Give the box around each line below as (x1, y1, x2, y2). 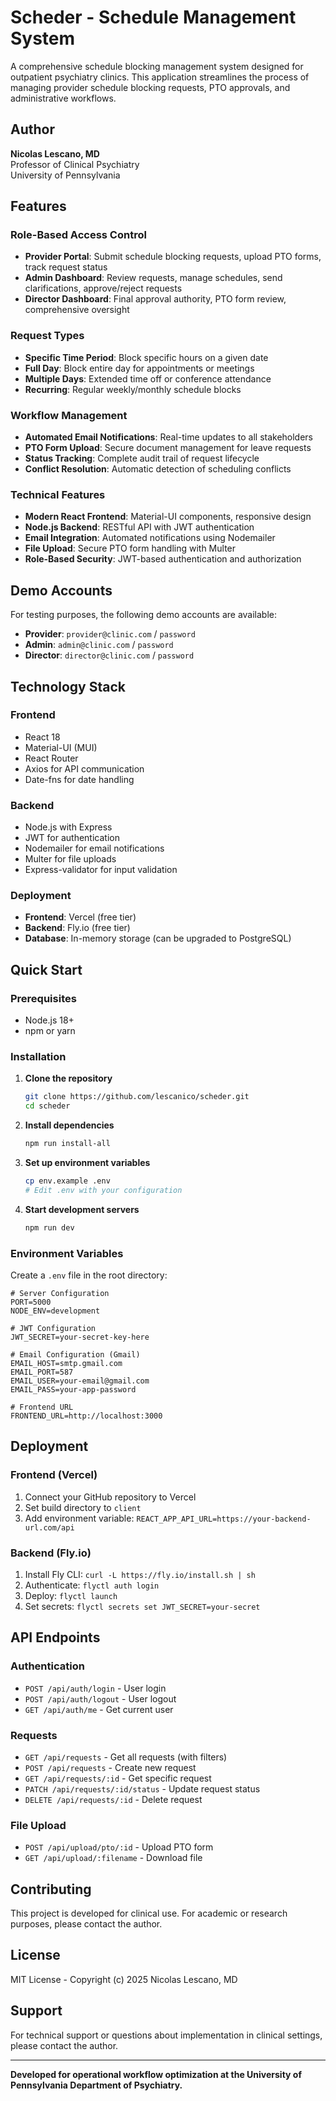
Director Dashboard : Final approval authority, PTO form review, (24, 293, 287, 305)
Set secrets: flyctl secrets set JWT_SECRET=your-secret (24, 1600, 261, 1612)
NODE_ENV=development (10, 1306, 101, 1316)
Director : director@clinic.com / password (24, 649, 195, 661)
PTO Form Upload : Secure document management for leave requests (24, 442, 312, 454)
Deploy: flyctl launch (24, 1589, 118, 1601)
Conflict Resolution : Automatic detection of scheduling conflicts (24, 463, 292, 475)
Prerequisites (10, 991, 77, 1005)
